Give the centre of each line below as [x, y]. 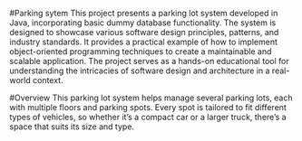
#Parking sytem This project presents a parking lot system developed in [144, 13]
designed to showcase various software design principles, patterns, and [144, 32]
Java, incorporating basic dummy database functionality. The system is [143, 23]
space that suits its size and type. [72, 127]
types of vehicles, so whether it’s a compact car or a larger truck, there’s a [148, 117]
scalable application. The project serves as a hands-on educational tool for [149, 61]
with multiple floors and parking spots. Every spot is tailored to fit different [148, 107]
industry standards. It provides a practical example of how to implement [144, 42]
